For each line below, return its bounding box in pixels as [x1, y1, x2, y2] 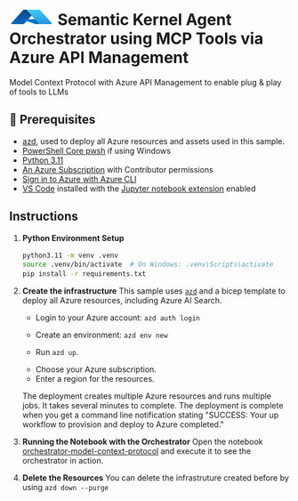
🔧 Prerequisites [9, 112, 96, 127]
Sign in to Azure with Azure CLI [21, 174, 137, 184]
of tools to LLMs [9, 86, 69, 97]
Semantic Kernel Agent [57, 10, 232, 30]
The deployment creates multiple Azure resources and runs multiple [21, 391, 272, 401]
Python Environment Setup [21, 232, 125, 243]
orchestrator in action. [21, 456, 104, 466]
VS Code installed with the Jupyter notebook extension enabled [21, 182, 256, 194]
